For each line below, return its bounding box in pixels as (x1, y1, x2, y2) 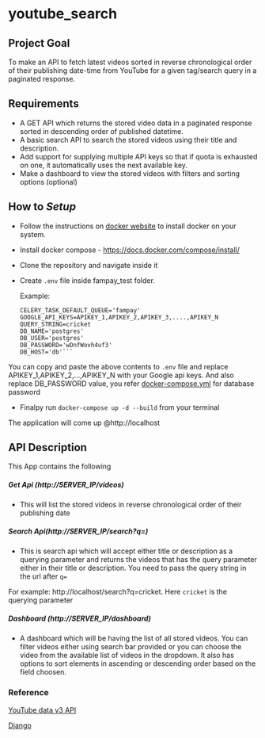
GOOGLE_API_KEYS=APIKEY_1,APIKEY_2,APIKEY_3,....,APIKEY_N (19, 313, 219, 321)
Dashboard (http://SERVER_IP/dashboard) (8, 614, 152, 623)
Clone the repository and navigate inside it (19, 260, 158, 270)
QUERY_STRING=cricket (19, 320, 91, 328)
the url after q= (19, 572, 67, 581)
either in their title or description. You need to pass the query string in (19, 564, 247, 573)
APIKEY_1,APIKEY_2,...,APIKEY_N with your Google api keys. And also (8, 370, 235, 380)
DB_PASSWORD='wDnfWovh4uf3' (19, 341, 112, 349)
